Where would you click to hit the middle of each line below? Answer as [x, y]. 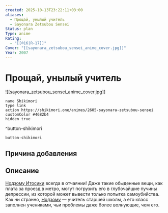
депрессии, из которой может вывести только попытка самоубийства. [82, 194]
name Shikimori [21, 101]
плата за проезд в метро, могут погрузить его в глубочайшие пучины [81, 189]
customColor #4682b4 [27, 115]
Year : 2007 [17, 52]
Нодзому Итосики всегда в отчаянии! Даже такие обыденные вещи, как [84, 183]
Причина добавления [41, 153]
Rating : [13, 39]
